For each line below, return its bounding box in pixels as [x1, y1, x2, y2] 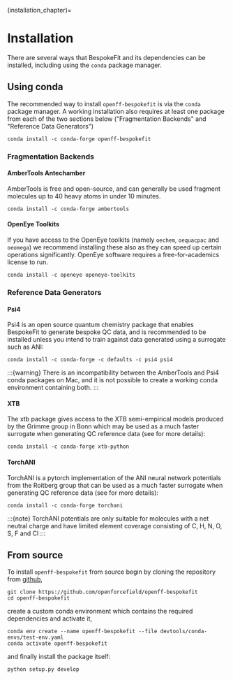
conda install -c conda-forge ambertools [7, 205, 130, 212]
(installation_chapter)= [7, 6, 72, 14]
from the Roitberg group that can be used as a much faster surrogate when [7, 481, 223, 489]
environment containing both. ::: [7, 384, 99, 392]
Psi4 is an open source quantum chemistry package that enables [7, 321, 194, 329]
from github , [7, 575, 43, 584]
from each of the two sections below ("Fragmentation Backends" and [7, 115, 207, 123]
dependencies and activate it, [7, 614, 93, 623]
